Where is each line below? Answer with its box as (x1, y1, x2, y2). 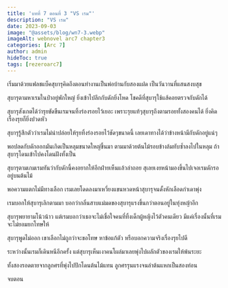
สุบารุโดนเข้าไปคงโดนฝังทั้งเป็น (7, 150, 76, 158)
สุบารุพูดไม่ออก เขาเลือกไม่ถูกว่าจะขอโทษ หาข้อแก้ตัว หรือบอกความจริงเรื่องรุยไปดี (7, 233, 188, 241)
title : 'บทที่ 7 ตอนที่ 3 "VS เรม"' (7, 10, 96, 17)
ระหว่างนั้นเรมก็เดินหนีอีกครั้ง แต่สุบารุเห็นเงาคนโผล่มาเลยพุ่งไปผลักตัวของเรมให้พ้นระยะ (7, 247, 202, 255)
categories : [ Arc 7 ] (7, 42, 66, 49)
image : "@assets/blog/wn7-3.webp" (7, 29, 106, 36)
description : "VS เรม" (7, 16, 69, 23)
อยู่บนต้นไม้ (7, 171, 33, 179)
